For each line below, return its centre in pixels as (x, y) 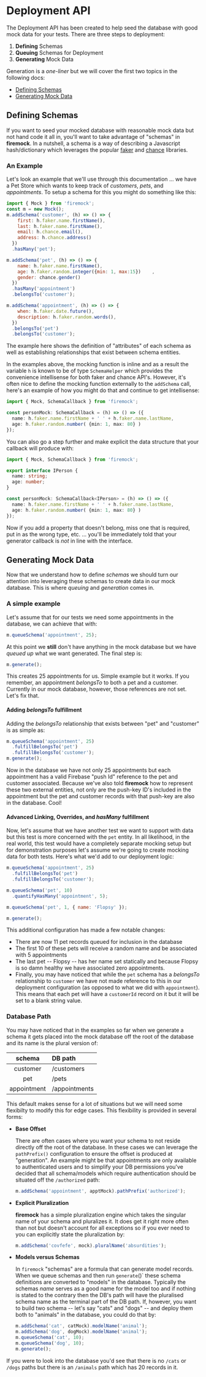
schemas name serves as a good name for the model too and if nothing (105, 1289)
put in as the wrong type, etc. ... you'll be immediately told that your (91, 534)
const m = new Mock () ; (35, 209)
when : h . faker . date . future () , (56, 311)
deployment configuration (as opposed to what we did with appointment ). (107, 987)
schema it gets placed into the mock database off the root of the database (100, 1037)
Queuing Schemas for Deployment (59, 52)
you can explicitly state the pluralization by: (70, 1234)
